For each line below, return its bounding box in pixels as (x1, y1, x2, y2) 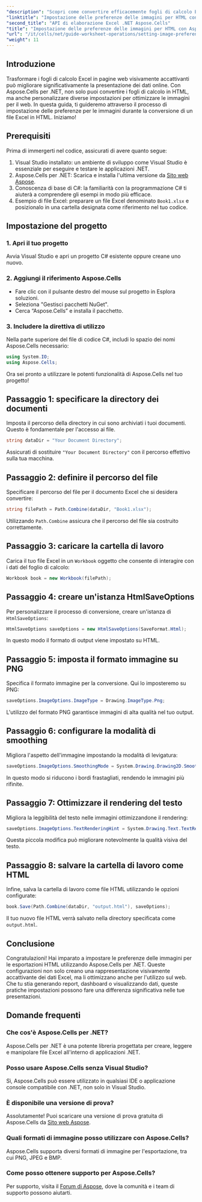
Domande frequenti (6, 1010, 81, 1021)
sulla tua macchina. (6, 455, 54, 462)
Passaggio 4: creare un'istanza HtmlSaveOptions (6, 592, 195, 603)
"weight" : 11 (6, 37, 39, 43)
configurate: (6, 892, 37, 900)
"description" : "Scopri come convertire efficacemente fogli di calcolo (6, 8, 192, 15)
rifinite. (6, 780, 24, 787)
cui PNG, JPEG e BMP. (6, 1154, 62, 1161)
